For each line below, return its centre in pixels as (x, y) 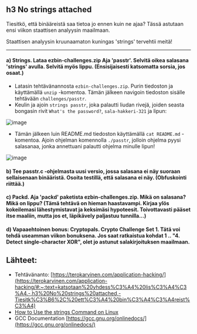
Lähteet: (22, 260)
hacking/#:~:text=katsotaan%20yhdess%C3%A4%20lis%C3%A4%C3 (101, 287)
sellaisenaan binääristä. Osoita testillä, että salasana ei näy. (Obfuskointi (96, 177)
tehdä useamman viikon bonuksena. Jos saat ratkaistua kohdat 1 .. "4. (93, 235)
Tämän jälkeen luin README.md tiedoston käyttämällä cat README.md (97, 134)
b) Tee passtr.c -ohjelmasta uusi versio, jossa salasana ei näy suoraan (93, 171)
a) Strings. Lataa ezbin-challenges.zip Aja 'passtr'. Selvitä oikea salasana (97, 61)
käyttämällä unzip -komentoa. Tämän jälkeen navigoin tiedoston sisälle (100, 92)
